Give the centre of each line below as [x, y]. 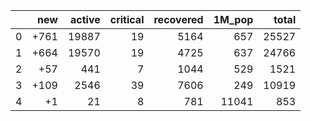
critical [127, 19]
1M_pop [233, 19]
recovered [178, 19]
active [85, 19]
